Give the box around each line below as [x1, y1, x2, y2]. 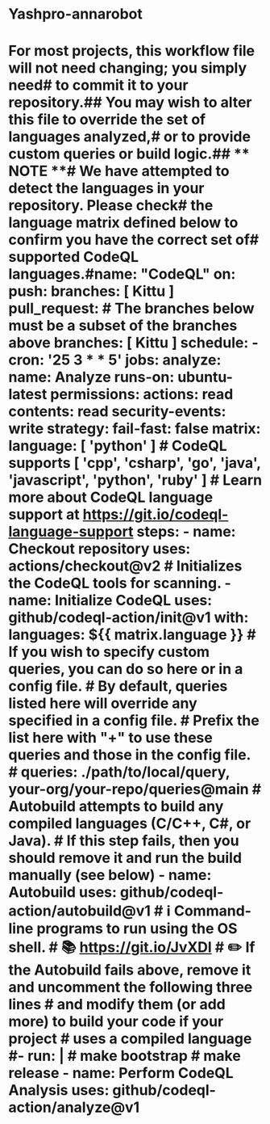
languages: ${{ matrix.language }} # [8, 625, 256, 644]
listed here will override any [8, 694, 197, 713]
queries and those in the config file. [8, 746, 251, 764]
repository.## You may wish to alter [8, 94, 252, 112]
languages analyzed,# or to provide [8, 128, 251, 146]
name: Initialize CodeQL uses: [8, 591, 213, 610]
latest [8, 385, 48, 404]
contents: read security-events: [8, 402, 226, 421]
